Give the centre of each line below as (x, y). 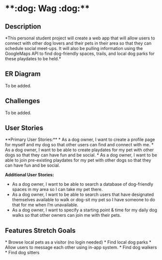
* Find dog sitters (22, 253)
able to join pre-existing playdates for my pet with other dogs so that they (78, 160)
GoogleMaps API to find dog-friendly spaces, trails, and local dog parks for (80, 53)
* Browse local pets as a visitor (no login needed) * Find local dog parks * (78, 242)
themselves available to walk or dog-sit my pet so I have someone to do (84, 200)
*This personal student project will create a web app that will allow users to (80, 38)
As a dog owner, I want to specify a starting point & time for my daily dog (84, 210)
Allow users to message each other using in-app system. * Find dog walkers (81, 247)
